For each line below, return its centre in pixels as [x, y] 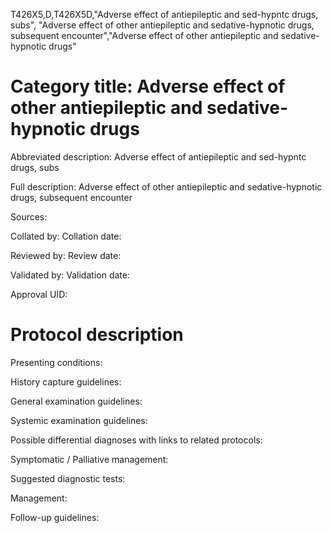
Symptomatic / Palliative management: [89, 459]
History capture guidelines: [66, 381]
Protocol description [97, 335]
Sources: [29, 216]
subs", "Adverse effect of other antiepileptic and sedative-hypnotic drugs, [162, 25]
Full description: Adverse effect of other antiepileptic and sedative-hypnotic [166, 186]
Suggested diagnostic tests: [68, 478]
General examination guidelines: [76, 401]
